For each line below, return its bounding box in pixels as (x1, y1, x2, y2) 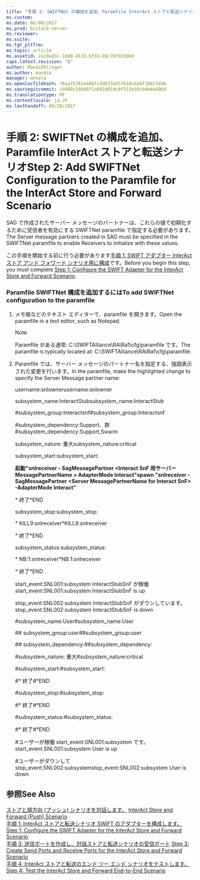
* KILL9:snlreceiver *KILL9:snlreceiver (14, 519, 107, 526)
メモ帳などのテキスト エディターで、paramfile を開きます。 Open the (14, 311, 183, 318)
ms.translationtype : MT (6, 92, 65, 98)
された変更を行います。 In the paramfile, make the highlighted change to (14, 367, 191, 374)
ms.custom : (6, 14, 33, 20)
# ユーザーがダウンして (14, 757, 70, 764)
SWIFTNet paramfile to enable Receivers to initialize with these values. (6, 240, 180, 247)
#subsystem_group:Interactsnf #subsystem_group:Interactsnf (14, 409, 165, 416)
